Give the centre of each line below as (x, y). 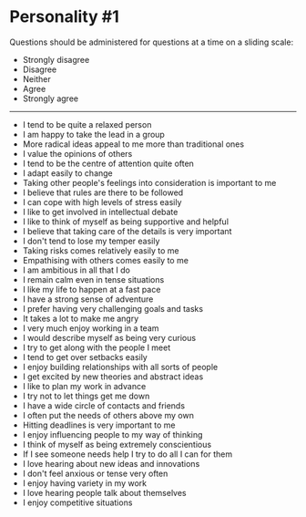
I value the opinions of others (77, 153)
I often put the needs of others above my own (108, 415)
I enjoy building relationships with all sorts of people (120, 367)
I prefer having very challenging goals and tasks (112, 308)
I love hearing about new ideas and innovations (111, 463)
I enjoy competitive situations (77, 502)
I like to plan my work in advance (84, 386)
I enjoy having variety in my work (85, 483)
